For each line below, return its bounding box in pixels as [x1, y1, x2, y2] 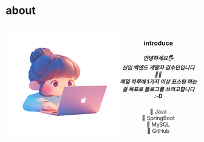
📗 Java [149, 107, 168, 115]
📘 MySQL [146, 121, 171, 128]
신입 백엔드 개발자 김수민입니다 [121, 64, 195, 72]
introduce [143, 39, 174, 47]
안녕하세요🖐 [143, 55, 174, 62]
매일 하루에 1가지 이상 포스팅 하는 [120, 78, 197, 86]
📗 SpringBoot [141, 114, 175, 121]
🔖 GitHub [147, 127, 170, 134]
